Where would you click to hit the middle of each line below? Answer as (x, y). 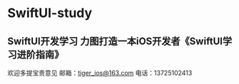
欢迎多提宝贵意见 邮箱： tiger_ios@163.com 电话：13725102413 (100, 73)
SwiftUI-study (50, 13)
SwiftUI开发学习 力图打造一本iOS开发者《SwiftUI (115, 41)
